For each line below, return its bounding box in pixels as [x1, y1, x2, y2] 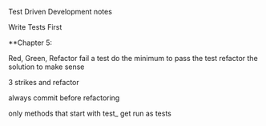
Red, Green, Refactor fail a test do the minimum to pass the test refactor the [8, 54, 258, 63]
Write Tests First [8, 22, 62, 31]
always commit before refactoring [8, 93, 120, 103]
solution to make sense [8, 62, 85, 71]
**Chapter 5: [8, 38, 53, 47]
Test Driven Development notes [8, 7, 112, 16]
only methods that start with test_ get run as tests [8, 108, 172, 118]
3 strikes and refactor [8, 78, 79, 87]
